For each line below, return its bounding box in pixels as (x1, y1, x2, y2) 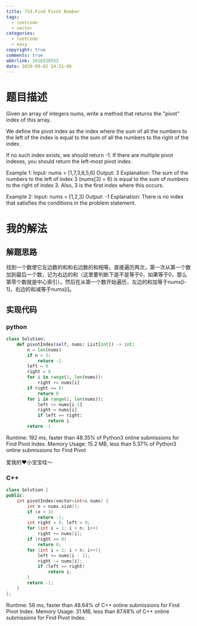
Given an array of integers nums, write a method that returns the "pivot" (6, 110, 180, 118)
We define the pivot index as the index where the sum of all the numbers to (6, 128, 188, 135)
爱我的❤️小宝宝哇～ (6, 458, 53, 466)
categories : (6, 31, 35, 36)
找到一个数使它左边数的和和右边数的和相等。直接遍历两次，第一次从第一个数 (6, 264, 191, 271)
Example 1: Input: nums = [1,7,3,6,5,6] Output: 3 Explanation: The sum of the (6, 169, 189, 176)
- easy (11, 42, 28, 48)
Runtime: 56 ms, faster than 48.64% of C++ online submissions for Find (6, 601, 180, 608)
